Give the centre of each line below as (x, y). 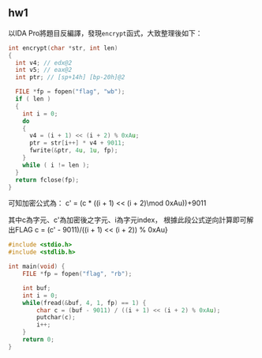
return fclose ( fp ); (47, 180)
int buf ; (37, 288)
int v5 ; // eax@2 (44, 70)
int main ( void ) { (37, 267)
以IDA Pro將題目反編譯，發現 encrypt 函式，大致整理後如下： (105, 33)
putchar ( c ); (56, 318)
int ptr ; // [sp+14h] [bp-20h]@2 (70, 77)
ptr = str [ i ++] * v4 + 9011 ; (77, 143)
